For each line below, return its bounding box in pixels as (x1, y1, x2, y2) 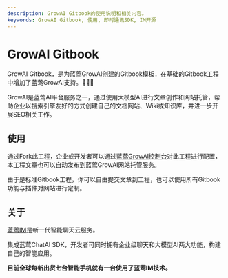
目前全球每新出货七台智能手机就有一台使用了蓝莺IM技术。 (7, 264, 172, 272)
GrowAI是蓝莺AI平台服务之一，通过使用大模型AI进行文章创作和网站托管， (7, 93, 215, 101)
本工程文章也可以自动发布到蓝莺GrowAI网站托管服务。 (7, 161, 160, 169)
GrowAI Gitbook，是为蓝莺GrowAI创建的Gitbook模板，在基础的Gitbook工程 (7, 70, 219, 78)
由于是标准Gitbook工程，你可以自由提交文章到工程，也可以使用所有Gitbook (7, 175, 220, 183)
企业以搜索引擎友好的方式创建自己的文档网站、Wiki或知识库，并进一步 (12, 101, 213, 110)
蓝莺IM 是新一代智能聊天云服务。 (7, 226, 99, 235)
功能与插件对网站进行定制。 (7, 184, 86, 192)
